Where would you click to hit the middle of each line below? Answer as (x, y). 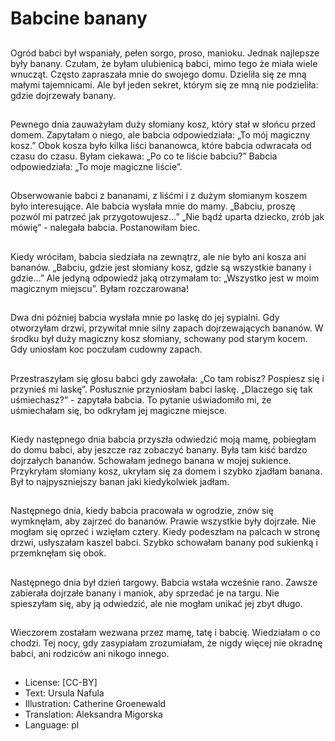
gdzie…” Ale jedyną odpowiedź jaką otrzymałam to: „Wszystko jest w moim (165, 278)
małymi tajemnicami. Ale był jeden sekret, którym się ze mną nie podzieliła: (164, 84)
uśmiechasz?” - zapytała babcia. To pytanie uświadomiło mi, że (141, 399)
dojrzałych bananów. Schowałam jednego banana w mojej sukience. (151, 460)
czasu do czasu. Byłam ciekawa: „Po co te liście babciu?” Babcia (144, 156)
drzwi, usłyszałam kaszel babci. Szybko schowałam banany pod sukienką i (164, 543)
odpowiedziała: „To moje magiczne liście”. (96, 166)
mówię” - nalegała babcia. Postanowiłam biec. (105, 228)
